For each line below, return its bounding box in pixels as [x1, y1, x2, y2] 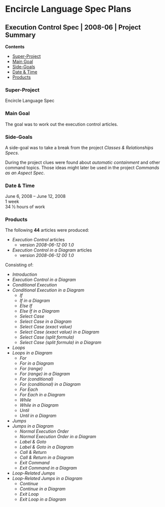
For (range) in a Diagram [19, 371, 70, 377]
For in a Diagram [19, 360, 54, 366]
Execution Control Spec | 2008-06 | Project [5, 23, 141, 32]
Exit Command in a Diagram [19, 465, 77, 471]
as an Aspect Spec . [5, 170, 45, 176]
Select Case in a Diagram [19, 318, 72, 324]
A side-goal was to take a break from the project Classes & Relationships [5, 144, 154, 151]
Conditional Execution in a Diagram [12, 287, 85, 293]
